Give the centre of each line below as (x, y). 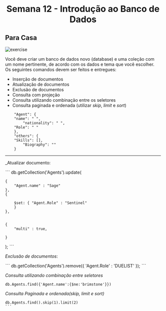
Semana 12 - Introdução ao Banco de (83, 9)
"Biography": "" (40, 145)
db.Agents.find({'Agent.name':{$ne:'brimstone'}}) (58, 284)
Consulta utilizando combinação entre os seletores (64, 100)
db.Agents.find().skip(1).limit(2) (42, 303)
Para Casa (21, 38)
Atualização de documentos (41, 84)
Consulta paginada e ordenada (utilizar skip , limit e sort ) (69, 105)
